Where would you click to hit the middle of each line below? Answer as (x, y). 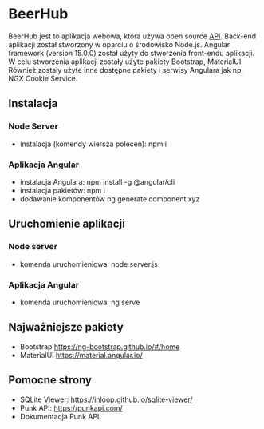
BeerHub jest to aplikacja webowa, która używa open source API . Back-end (132, 36)
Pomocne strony (50, 380)
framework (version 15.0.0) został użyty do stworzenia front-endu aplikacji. (132, 53)
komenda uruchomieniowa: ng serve (80, 302)
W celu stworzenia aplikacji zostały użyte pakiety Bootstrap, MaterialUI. (126, 62)
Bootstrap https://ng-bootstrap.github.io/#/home (100, 346)
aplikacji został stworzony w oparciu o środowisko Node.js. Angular (119, 44)
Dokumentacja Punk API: (61, 416)
